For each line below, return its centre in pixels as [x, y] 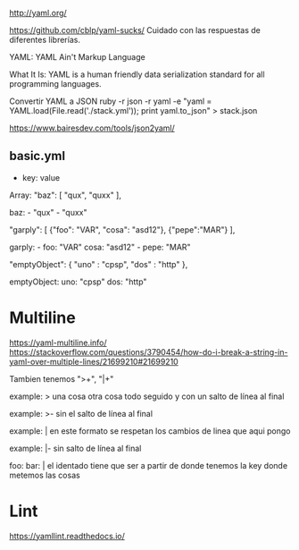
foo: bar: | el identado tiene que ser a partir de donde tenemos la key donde [149, 465]
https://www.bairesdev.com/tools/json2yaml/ [92, 128]
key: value [41, 177]
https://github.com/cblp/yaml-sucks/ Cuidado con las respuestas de [135, 30]
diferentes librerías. [45, 40]
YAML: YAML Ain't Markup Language [77, 57]
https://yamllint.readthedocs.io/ [67, 536]
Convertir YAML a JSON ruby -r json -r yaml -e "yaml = [111, 101]
